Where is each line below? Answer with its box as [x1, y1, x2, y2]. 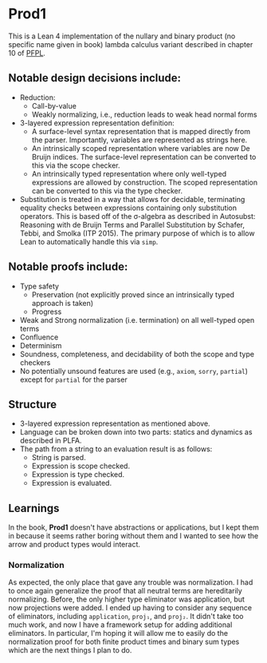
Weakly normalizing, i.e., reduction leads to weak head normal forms [31, 109, 257, 119]
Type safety [19, 281, 60, 291]
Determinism [19, 340, 62, 350]
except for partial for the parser [19, 375, 128, 384]
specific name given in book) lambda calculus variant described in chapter [8, 39, 253, 49]
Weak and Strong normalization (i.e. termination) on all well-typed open [19, 315, 255, 324]
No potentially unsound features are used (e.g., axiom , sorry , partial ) [19, 366, 249, 375]
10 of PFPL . [8, 48, 46, 58]
